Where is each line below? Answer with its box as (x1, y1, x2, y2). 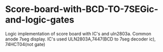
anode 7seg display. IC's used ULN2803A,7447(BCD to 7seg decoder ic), (5, 36, 156, 42)
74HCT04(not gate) (5, 41, 45, 47)
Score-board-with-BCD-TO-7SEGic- (5, 3, 158, 15)
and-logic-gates (5, 14, 74, 25)
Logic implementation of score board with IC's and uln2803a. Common (5, 30, 151, 36)
